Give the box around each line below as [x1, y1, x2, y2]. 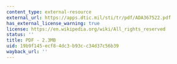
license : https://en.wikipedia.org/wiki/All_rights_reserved [6, 26, 166, 32]
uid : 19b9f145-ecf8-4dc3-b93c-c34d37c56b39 [6, 43, 119, 49]
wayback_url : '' [6, 49, 48, 55]
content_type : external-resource [6, 9, 92, 15]
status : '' [6, 32, 34, 38]
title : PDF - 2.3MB [6, 37, 56, 43]
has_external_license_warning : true [6, 20, 100, 26]
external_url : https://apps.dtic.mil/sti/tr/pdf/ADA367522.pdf [6, 15, 171, 21]
